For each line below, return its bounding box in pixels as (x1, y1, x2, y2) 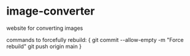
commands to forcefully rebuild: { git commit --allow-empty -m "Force (6, 36, 184, 43)
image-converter (6, 4, 95, 18)
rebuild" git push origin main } (6, 43, 82, 50)
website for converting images (6, 24, 83, 32)
